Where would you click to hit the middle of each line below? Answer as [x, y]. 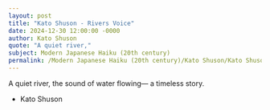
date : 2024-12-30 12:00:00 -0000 [64, 31]
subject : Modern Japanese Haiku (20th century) [90, 53]
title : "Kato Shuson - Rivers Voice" [72, 23]
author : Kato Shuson [43, 38]
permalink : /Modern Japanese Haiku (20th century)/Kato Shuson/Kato [125, 61]
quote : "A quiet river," [50, 46]
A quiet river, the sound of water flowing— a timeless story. [106, 83]
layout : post [30, 16]
